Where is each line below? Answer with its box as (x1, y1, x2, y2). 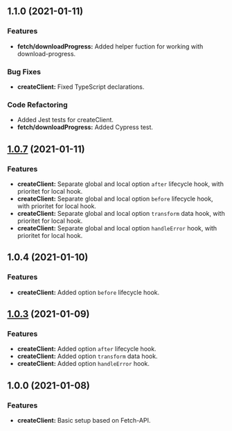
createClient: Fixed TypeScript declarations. (17, 83, 145, 91)
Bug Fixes (7, 67, 42, 76)
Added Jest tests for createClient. (17, 116, 114, 124)
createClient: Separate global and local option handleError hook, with (17, 223, 217, 232)
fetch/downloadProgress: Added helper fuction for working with (17, 42, 204, 51)
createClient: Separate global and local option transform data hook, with (17, 209, 225, 217)
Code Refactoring (7, 100, 68, 110)
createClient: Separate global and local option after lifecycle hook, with (17, 180, 224, 188)
